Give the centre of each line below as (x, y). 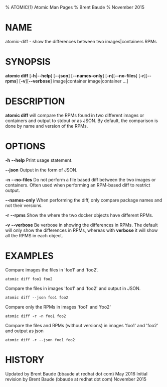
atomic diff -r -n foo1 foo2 (36, 316)
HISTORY (25, 360)
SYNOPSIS (28, 62)
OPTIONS (25, 146)
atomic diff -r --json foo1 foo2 (40, 340)
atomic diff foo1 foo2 (29, 279)
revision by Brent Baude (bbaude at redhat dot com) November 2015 (76, 379)
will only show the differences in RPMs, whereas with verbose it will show (81, 230)
